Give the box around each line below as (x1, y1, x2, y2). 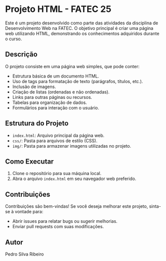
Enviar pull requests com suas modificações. (12, 224, 104, 230)
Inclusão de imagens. (12, 84, 56, 89)
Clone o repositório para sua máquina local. (12, 171, 102, 176)
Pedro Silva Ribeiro (5, 251, 44, 257)
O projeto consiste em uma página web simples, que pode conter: (5, 63, 140, 69)
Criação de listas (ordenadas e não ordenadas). (12, 88, 110, 95)
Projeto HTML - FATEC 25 (5, 3, 111, 15)
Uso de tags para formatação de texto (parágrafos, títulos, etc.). (12, 78, 143, 84)
